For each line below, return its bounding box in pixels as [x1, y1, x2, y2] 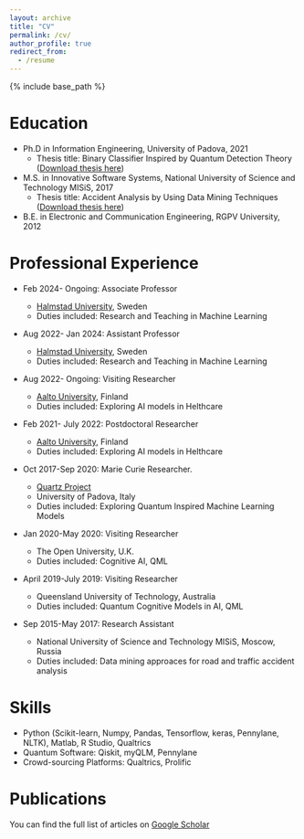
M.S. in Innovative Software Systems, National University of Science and [22, 172, 296, 183]
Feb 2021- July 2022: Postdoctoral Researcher [22, 418, 199, 430]
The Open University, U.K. [36, 546, 135, 557]
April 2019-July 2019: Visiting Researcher [22, 573, 178, 584]
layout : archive [9, 13, 71, 23]
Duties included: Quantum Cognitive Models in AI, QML [36, 600, 244, 611]
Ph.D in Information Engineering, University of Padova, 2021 [22, 143, 248, 154]
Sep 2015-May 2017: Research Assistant [22, 618, 175, 629]
